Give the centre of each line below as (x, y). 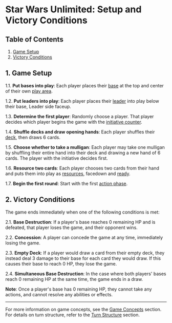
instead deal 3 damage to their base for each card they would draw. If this (83, 258)
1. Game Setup (29, 73)
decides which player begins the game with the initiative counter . (74, 122)
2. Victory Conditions (40, 199)
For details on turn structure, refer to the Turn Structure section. (72, 315)
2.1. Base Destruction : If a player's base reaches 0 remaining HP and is (80, 222)
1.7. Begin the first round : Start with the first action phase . (67, 183)
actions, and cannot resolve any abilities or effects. (59, 294)
